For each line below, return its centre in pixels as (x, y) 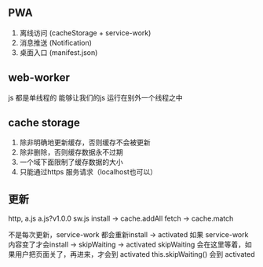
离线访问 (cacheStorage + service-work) (85, 33)
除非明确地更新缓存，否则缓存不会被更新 (85, 143)
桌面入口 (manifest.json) (58, 52)
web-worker (39, 78)
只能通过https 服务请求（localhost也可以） (88, 172)
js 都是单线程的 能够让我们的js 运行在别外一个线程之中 (95, 97)
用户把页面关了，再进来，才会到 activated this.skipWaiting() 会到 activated (135, 254)
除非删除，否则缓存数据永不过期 (71, 152)
